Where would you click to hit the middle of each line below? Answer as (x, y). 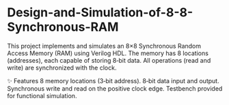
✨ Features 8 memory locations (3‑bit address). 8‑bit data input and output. (113, 80)
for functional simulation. (42, 95)
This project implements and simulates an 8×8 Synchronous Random (104, 46)
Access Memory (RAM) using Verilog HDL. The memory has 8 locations (108, 53)
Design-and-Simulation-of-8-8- (100, 13)
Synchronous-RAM (63, 27)
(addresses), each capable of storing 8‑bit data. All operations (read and (109, 60)
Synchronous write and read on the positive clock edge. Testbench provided (115, 88)
